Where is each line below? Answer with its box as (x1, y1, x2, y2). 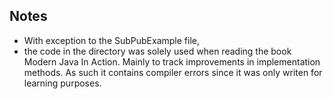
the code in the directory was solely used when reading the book (23, 45, 292, 57)
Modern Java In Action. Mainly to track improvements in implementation (23, 55, 321, 68)
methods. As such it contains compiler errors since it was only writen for (23, 66, 323, 78)
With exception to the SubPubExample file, (23, 34, 201, 46)
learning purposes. (23, 77, 102, 89)
